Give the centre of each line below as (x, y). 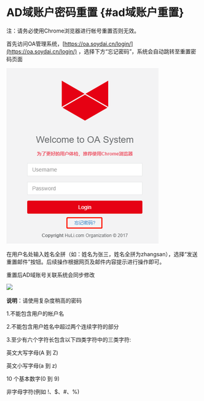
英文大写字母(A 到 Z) (32, 353)
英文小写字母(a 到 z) (32, 365)
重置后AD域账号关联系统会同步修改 (51, 275)
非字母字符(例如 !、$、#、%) (43, 391)
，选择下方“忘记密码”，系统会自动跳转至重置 (135, 51)
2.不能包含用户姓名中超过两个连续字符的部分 (63, 326)
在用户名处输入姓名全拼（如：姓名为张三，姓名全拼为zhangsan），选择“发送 (102, 254)
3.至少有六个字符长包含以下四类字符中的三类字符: (69, 339)
